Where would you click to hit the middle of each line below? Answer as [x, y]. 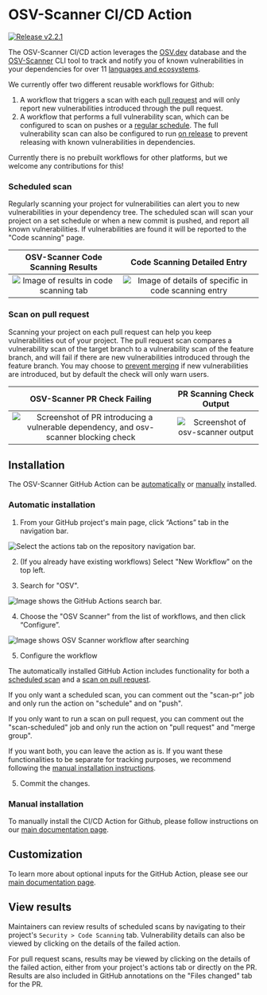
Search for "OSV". [49, 585]
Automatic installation [52, 505]
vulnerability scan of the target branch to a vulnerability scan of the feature [131, 348]
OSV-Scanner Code [64, 258]
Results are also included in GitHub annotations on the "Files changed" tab [130, 975]
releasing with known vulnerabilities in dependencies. [108, 142]
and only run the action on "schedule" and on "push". [96, 703]
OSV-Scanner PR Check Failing [91, 398]
